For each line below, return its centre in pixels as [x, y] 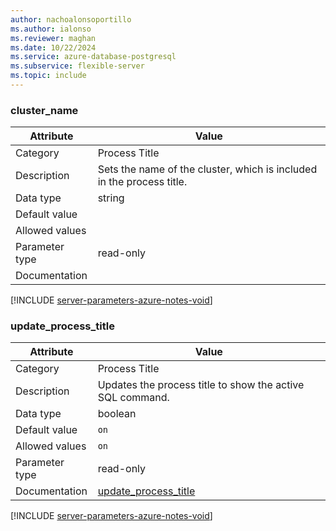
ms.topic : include [48, 76]
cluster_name [44, 110]
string [111, 198]
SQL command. [133, 398]
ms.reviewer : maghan [53, 38]
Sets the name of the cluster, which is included [207, 169]
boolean [117, 414]
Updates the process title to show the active [201, 385]
